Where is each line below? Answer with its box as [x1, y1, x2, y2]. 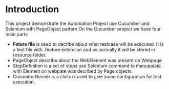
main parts [5, 31, 28, 37]
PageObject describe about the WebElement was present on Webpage [12, 57, 162, 63]
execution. [12, 79, 35, 85]
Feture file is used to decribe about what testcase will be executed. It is [12, 41, 164, 47]
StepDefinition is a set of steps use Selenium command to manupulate [12, 63, 161, 69]
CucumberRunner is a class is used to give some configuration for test [12, 73, 162, 79]
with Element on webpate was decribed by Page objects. [12, 68, 133, 74]
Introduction [5, 4, 59, 15]
